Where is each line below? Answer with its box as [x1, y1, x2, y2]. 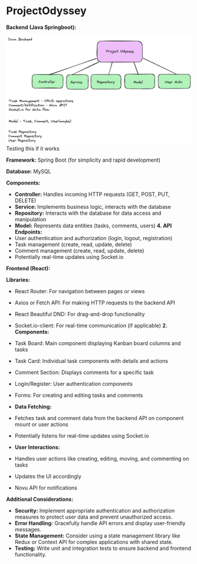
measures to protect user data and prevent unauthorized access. [14, 513, 173, 520]
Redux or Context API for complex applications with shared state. [14, 539, 173, 546]
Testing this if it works [6, 145, 60, 152]
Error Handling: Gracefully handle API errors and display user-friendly [14, 520, 186, 527]
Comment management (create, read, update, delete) [14, 247, 145, 254]
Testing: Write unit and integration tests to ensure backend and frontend [14, 545, 192, 552]
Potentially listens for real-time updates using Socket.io [14, 432, 149, 440]
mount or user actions [14, 421, 69, 428]
